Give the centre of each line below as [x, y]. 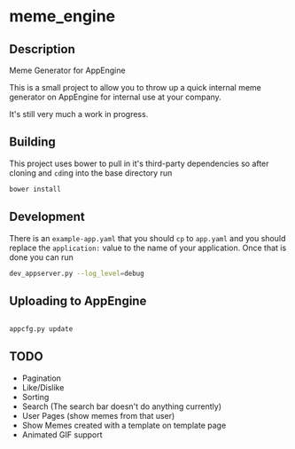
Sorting [35, 397]
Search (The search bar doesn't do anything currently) [121, 406]
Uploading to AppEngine [78, 300]
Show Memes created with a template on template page [124, 425]
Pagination [42, 378]
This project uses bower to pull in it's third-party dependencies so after [139, 163]
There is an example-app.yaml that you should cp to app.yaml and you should [147, 238]
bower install [35, 189]
